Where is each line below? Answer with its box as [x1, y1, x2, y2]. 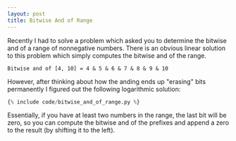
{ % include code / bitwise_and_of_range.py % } [7, 98, 140, 106]
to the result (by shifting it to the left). [7, 126, 116, 135]
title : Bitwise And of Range [7, 17, 93, 24]
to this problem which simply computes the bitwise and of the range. [7, 51, 206, 60]
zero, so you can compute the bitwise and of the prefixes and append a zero [7, 118, 230, 127]
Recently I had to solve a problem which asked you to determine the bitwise [7, 36, 228, 44]
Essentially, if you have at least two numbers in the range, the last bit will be [7, 111, 227, 120]
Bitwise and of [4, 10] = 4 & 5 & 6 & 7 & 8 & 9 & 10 [7, 65, 169, 72]
